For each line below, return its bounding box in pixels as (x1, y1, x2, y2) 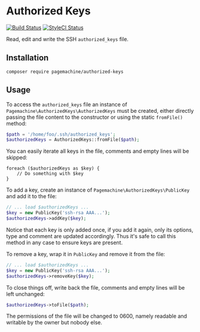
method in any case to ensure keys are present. (6, 239, 123, 246)
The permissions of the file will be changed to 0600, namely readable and (6, 312, 187, 320)
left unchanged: (6, 290, 45, 297)
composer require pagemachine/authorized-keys (6, 69, 124, 75)
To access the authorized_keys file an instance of (6, 100, 127, 108)
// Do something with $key (17, 171, 84, 177)
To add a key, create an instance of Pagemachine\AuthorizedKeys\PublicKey (6, 186, 190, 193)
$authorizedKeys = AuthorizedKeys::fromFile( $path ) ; (6, 137, 140, 143)
